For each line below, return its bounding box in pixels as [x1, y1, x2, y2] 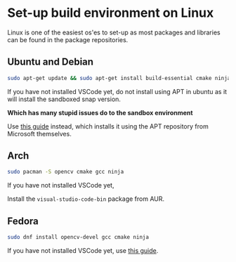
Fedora [7, 215, 39, 227]
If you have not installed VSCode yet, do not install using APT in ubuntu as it [7, 87, 227, 96]
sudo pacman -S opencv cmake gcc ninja [7, 169, 124, 176]
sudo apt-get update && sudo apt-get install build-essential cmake [7, 74, 212, 81]
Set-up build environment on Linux [7, 5, 214, 21]
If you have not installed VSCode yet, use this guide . [7, 247, 159, 254]
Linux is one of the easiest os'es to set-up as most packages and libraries [7, 28, 221, 37]
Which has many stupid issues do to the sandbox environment [7, 108, 193, 117]
